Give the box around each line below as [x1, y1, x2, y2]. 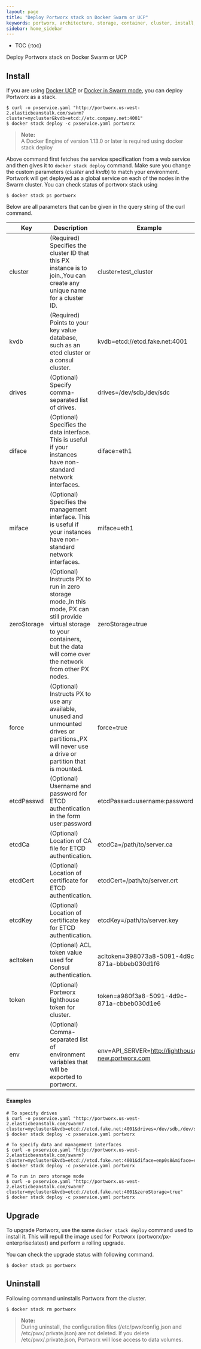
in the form [50, 812, 81, 821]
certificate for [50, 876, 89, 885]
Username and [50, 782, 92, 791]
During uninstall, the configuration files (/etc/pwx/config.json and [20, 1323, 182, 1330]
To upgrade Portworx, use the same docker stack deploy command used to [6, 1227, 193, 1234]
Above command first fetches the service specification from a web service [6, 155, 190, 163]
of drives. [50, 403, 77, 411]
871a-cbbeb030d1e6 [98, 999, 162, 1008]
